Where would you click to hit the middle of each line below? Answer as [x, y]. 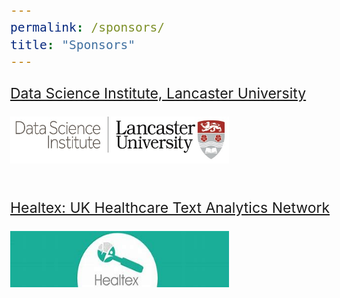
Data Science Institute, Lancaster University [158, 93]
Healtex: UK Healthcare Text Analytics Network [170, 207]
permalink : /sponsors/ [87, 28]
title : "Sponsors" [73, 45]
